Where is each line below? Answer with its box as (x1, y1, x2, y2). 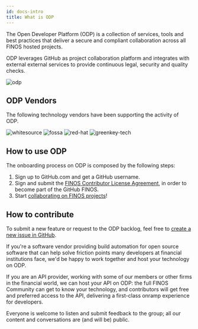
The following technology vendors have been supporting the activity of (6, 111, 179, 118)
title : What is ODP (6, 14, 54, 20)
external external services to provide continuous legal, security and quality (6, 60, 188, 68)
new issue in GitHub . (6, 231, 57, 238)
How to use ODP (6, 146, 67, 156)
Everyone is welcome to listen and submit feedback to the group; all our (6, 309, 181, 317)
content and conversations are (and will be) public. (6, 316, 130, 323)
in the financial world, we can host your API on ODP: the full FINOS (6, 279, 168, 286)
